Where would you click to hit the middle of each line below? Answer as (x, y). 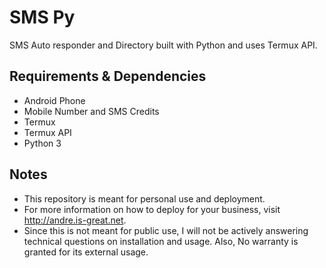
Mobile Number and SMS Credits (91, 111)
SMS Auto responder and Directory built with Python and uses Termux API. (163, 45)
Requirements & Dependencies (108, 76)
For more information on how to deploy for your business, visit (152, 209)
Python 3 (42, 143)
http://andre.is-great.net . (75, 220)
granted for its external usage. (86, 252)
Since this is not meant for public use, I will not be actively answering (166, 230)
